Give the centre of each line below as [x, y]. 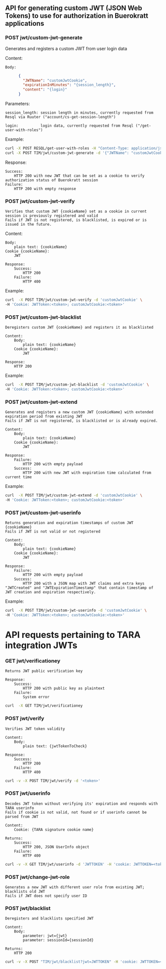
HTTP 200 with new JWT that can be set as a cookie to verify [79, 176]
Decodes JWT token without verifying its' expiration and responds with [82, 804]
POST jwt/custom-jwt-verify [40, 201]
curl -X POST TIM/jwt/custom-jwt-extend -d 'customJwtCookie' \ [74, 495]
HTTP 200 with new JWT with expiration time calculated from [87, 473]
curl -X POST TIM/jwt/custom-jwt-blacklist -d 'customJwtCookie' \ [77, 385]
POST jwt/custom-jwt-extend [41, 402]
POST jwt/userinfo [28, 793]
